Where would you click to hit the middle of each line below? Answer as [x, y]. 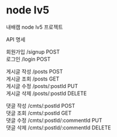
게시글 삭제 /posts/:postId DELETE [47, 93]
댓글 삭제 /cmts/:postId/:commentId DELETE [58, 127]
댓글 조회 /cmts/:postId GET [39, 113]
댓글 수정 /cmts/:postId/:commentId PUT [54, 120]
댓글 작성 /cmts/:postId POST [41, 106]
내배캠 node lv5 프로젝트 [35, 27]
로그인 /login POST [28, 59]
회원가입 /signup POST [33, 52]
